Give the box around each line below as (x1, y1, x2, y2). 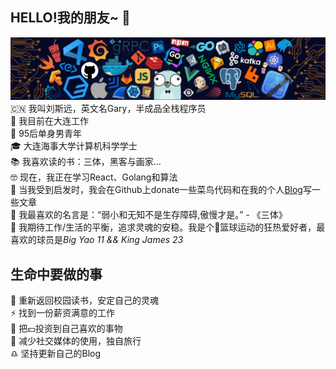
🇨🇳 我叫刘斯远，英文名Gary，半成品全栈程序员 (10, 103, 207, 115)
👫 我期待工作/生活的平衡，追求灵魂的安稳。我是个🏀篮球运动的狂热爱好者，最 (10, 221, 326, 233)
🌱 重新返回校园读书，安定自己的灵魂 (10, 294, 160, 307)
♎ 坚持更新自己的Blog (10, 348, 102, 360)
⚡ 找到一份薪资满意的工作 (10, 307, 116, 319)
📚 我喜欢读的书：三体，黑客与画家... (10, 156, 162, 168)
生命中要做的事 (10, 266, 103, 283)
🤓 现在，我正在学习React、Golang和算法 (10, 171, 178, 183)
